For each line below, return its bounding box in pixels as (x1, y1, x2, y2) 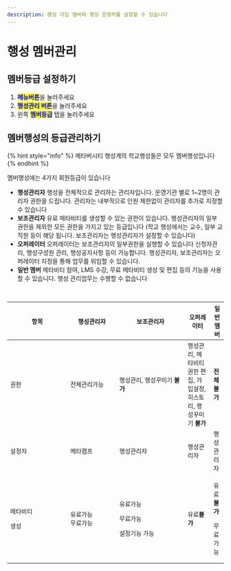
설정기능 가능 (119, 529, 155, 537)
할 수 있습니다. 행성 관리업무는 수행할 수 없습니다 (16, 274, 148, 282)
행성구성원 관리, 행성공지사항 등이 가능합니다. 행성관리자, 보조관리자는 (26, 249, 214, 257)
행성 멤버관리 (7, 43, 77, 59)
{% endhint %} (7, 159, 49, 168)
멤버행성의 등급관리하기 (7, 132, 101, 144)
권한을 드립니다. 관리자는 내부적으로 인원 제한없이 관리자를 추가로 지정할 (30, 197, 223, 205)
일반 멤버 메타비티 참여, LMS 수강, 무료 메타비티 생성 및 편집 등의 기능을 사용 (16, 266, 222, 274)
